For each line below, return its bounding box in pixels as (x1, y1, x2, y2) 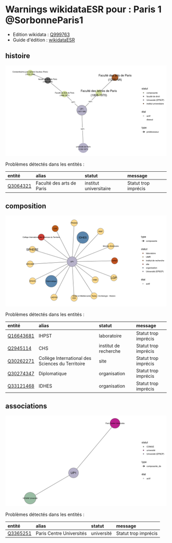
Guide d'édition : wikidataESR (12, 37, 75, 43)
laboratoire (99, 333, 122, 339)
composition (5, 201, 47, 210)
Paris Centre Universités (35, 530, 87, 536)
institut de (99, 343, 120, 349)
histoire (5, 52, 31, 60)
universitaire (84, 186, 111, 191)
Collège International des (38, 355, 92, 361)
